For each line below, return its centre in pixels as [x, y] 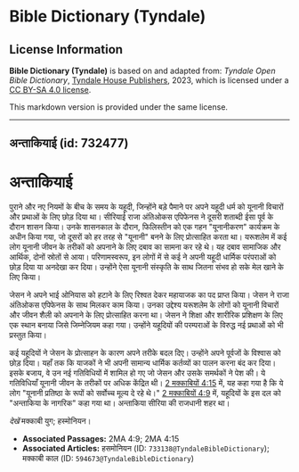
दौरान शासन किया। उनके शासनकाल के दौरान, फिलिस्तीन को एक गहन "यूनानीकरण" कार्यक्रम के [145, 227]
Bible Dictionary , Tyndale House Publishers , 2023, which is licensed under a [149, 80]
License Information [66, 50]
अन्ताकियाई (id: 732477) [69, 143]
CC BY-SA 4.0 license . [50, 90]
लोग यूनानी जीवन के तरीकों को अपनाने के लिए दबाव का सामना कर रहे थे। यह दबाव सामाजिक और [145, 247]
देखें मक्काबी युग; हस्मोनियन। [50, 421]
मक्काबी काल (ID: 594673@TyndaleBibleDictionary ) [108, 459]
